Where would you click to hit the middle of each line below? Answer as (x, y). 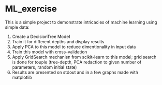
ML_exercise (31, 9)
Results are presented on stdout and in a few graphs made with (75, 72)
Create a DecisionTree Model (41, 36)
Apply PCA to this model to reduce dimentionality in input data (74, 47)
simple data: (17, 27)
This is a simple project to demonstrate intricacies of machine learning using (81, 22)
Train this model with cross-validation (49, 52)
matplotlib (22, 77)
